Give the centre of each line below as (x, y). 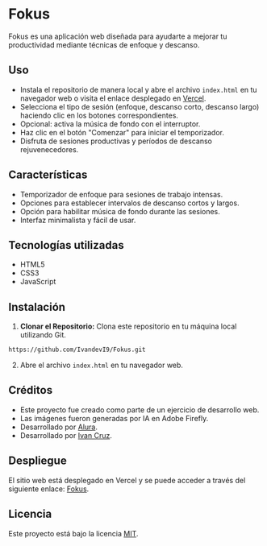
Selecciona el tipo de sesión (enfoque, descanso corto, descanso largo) (140, 106)
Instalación (37, 307)
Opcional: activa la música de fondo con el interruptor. (110, 124)
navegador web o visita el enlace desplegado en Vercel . (113, 98)
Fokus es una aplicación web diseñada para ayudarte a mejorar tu (118, 36)
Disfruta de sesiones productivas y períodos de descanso (116, 141)
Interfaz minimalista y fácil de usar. (78, 220)
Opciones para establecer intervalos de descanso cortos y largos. (129, 203)
